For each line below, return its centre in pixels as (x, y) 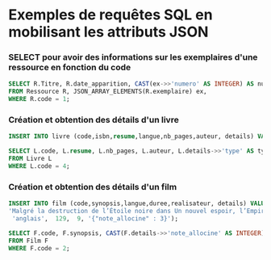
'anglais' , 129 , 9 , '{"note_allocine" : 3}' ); (95, 218)
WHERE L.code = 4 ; (39, 166)
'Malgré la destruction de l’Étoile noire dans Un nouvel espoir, (122, 212)
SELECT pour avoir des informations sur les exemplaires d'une (133, 57)
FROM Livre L (30, 159)
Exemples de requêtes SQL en (110, 15)
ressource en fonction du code (70, 68)
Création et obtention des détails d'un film (93, 187)
